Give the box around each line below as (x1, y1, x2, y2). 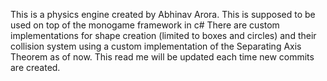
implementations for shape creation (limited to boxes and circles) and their (10, 30, 317, 41)
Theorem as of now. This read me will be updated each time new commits (10, 51, 315, 63)
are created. (10, 62, 61, 73)
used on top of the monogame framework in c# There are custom (10, 19, 280, 31)
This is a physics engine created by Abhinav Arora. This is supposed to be (10, 9, 316, 20)
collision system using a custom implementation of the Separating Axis (10, 40, 302, 52)
